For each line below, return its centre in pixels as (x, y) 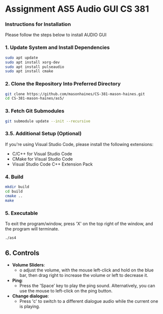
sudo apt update (21, 58)
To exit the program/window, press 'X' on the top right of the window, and (79, 224)
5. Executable (21, 213)
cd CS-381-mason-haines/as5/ (35, 99)
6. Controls (22, 253)
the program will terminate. (32, 229)
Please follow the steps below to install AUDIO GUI (56, 35)
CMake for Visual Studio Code (42, 159)
